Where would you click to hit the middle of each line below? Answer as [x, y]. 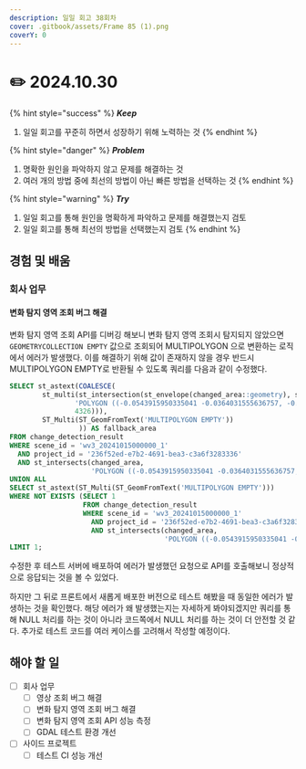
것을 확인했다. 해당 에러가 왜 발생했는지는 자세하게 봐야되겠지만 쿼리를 [158, 608]
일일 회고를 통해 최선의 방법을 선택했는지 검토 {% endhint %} [132, 229]
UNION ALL [28, 479]
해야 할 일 [35, 663]
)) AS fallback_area [117, 429]
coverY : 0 [28, 35]
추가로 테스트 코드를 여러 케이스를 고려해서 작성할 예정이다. [126, 631]
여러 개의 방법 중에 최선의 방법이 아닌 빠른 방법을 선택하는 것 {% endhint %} [158, 181]
